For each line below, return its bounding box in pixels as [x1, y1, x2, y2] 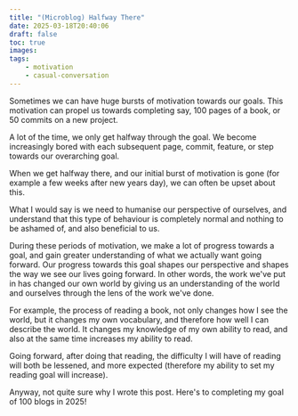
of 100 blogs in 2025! [9, 396, 87, 406]
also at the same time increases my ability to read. [9, 333, 193, 344]
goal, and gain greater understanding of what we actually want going [9, 249, 262, 260]
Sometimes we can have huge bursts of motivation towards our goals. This [9, 95, 284, 106]
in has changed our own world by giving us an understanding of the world [9, 278, 280, 289]
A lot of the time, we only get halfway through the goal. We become [9, 131, 257, 143]
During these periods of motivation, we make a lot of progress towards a [9, 240, 275, 250]
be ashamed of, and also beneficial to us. [9, 223, 160, 233]
